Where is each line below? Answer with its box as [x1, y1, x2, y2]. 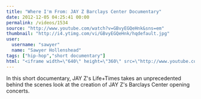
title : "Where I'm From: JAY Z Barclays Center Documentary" [6, 8, 162, 15]
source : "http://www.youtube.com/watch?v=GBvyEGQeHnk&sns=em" [6, 25, 165, 31]
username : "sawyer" [11, 42, 60, 48]
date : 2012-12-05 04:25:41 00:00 [6, 14, 90, 20]
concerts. [6, 87, 30, 94]
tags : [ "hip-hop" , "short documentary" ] [6, 53, 106, 59]
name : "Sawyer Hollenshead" [11, 47, 82, 53]
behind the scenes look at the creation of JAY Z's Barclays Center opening [6, 81, 190, 88]
